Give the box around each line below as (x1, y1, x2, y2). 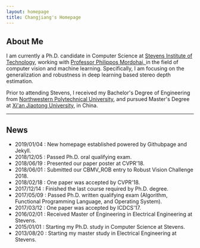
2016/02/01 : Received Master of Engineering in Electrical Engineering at (14, 210, 192, 218)
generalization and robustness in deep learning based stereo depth (6, 71, 171, 78)
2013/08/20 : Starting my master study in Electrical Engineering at (14, 229, 177, 237)
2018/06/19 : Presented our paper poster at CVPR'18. (14, 160, 145, 167)
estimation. (6, 78, 34, 85)
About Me (6, 36, 43, 47)
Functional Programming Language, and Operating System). (14, 198, 162, 205)
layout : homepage (6, 8, 49, 15)
